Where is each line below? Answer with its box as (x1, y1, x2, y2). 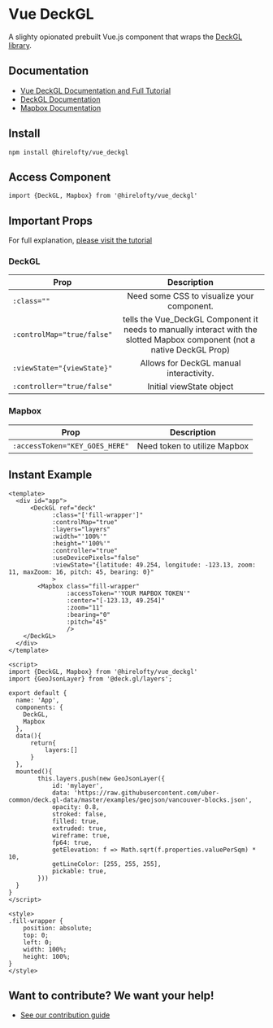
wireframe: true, (51, 831, 111, 839)
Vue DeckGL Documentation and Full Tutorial (19, 85, 171, 95)
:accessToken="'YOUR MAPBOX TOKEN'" (66, 589, 191, 597)
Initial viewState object (147, 381, 234, 392)
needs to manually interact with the (123, 324, 258, 335)
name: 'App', (15, 696, 60, 704)
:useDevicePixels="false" (51, 553, 140, 562)
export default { (8, 689, 67, 697)
